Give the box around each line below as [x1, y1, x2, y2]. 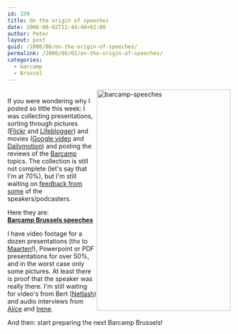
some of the [7, 187, 42, 195]
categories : [7, 57, 42, 64]
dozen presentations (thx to [7, 236, 89, 245]
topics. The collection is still [7, 156, 89, 165]
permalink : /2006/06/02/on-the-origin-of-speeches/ [7, 50, 163, 57]
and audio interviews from [7, 296, 84, 305]
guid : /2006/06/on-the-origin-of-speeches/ [7, 43, 138, 50]
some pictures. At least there [7, 267, 92, 275]
